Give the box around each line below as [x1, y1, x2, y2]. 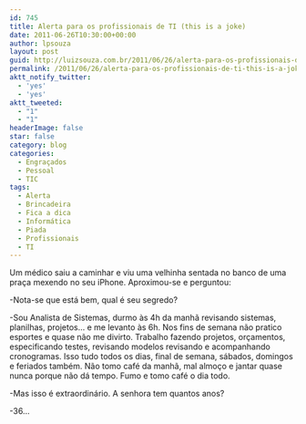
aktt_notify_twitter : [9, 73, 92, 82]
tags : [9, 183, 30, 192]
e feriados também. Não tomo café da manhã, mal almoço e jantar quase [9, 361, 282, 372]
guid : [9, 56, 30, 65]
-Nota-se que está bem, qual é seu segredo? [9, 295, 178, 305]
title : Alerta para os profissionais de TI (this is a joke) [9, 22, 247, 31]
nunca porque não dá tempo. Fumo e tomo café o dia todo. [9, 370, 230, 381]
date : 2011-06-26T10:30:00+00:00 [9, 30, 137, 39]
